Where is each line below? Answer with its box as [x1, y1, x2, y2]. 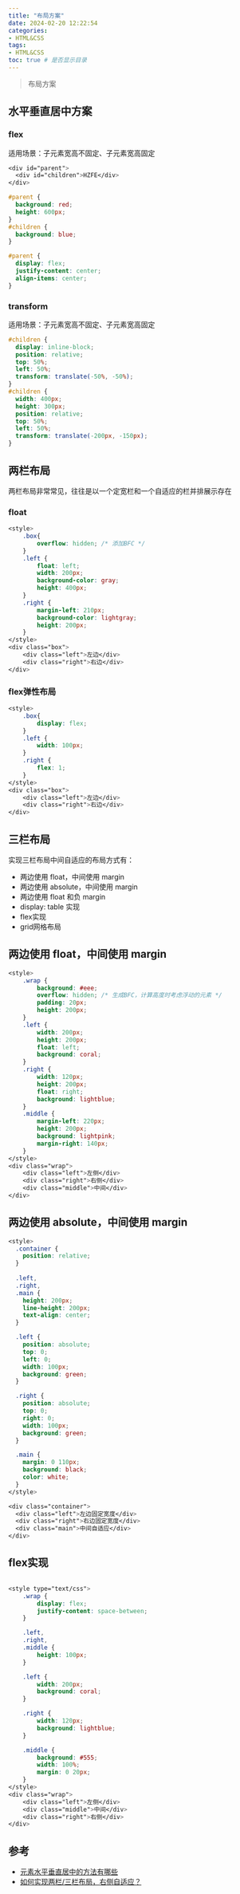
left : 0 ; [22, 1355, 52, 1364]
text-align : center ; [22, 1311, 91, 1320]
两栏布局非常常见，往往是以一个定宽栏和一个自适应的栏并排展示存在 [8, 486, 232, 495]
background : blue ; [15, 230, 77, 238]
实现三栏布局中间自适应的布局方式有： [8, 855, 134, 864]
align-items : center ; [15, 274, 88, 282]
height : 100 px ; [37, 1651, 88, 1659]
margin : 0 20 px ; [37, 1768, 91, 1777]
